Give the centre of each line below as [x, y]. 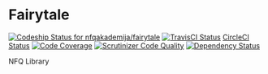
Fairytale [39, 15]
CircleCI [236, 37]
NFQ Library [29, 61]
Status [19, 45]
